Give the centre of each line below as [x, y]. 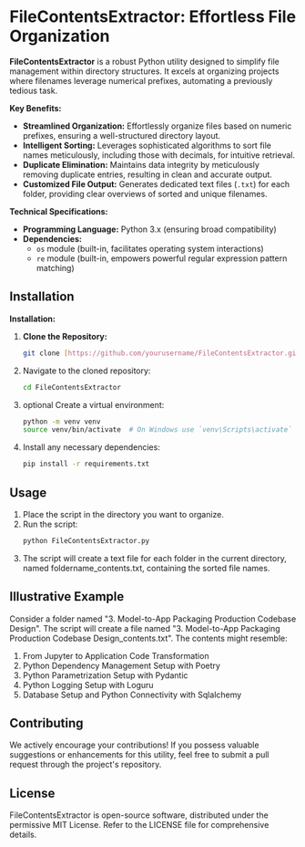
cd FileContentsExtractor [71, 387]
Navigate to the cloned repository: [86, 371]
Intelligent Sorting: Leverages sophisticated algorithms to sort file [147, 145]
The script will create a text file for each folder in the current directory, [154, 558]
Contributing [46, 723]
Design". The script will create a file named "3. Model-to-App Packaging [145, 628]
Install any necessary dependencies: [91, 447]
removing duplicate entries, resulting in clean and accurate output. [147, 174]
